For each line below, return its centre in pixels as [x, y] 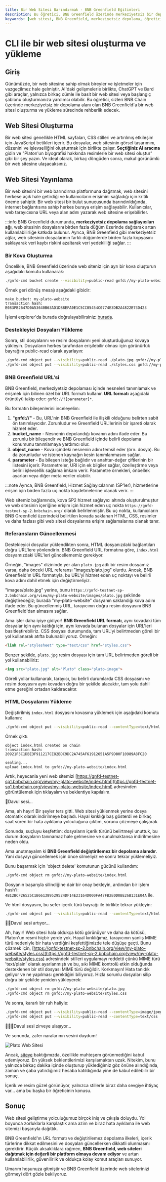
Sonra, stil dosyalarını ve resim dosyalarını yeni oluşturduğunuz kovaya [77, 340]
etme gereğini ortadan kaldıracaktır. [41, 689]
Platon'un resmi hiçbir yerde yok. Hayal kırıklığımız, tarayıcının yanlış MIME [81, 938]
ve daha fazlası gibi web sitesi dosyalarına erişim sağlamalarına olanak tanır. [83, 521]
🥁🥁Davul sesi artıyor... [27, 923]
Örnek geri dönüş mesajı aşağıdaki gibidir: [48, 290]
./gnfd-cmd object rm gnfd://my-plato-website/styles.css [66, 994]
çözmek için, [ [20, 948]
